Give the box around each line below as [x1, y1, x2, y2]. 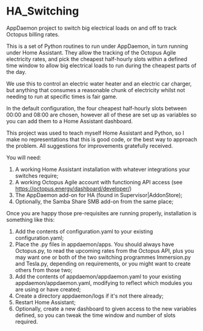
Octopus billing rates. [6, 30, 59, 38]
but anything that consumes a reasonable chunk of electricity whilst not [6, 86, 185, 93]
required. [15, 318, 38, 325]
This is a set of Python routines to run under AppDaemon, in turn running [6, 42, 188, 50]
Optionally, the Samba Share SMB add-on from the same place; [15, 198, 174, 205]
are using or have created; [15, 286, 81, 293]
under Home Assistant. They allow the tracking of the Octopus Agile [6, 48, 176, 56]
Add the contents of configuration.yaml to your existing [15, 227, 153, 235]
